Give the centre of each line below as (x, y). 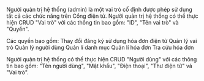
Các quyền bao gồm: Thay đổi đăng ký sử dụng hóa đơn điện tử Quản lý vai (102, 41)
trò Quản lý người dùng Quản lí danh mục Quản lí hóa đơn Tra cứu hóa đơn (100, 47)
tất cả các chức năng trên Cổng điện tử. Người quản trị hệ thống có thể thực (102, 16)
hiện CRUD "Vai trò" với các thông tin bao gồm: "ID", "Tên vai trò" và (93, 22)
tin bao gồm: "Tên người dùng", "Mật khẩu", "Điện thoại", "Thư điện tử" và (100, 66)
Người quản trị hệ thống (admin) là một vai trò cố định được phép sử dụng (100, 10)
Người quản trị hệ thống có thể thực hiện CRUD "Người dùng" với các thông (102, 59)
